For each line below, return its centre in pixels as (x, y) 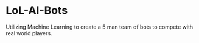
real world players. (29, 33)
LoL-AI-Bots (37, 10)
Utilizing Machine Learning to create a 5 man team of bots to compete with (100, 27)
